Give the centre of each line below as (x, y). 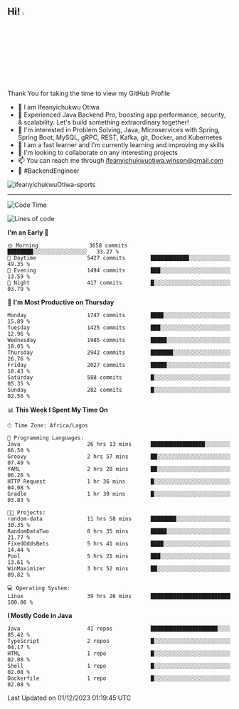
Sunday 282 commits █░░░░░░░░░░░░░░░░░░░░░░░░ (119, 390)
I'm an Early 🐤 (28, 232)
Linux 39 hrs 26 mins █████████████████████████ (119, 596)
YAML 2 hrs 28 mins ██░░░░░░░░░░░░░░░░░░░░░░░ (119, 469)
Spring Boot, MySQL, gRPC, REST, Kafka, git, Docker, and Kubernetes (120, 137)
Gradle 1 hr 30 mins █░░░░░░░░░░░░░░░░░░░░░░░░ (119, 494)
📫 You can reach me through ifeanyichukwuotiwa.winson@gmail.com (121, 160)
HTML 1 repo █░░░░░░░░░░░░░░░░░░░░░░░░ (119, 654)
